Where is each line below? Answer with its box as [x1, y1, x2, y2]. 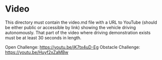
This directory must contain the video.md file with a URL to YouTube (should [5, 19, 158, 25]
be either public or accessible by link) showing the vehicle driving [5, 24, 136, 30]
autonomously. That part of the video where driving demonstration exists [5, 30, 151, 35]
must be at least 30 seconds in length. [5, 35, 81, 41]
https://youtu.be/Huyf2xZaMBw [5, 49, 69, 55]
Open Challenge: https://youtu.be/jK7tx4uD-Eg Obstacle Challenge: [5, 44, 141, 50]
